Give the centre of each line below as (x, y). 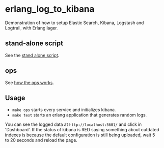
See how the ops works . (29, 83)
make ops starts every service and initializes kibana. (64, 110)
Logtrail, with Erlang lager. (31, 28)
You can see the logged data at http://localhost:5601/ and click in (73, 124)
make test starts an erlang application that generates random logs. (80, 115)
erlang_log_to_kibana (50, 9)
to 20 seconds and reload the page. (41, 140)
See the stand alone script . (32, 55)
